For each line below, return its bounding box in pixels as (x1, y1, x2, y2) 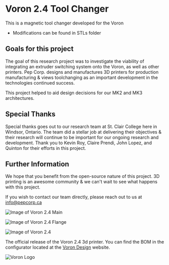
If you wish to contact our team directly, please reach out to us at (5, 194, 142, 200)
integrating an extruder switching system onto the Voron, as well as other (5, 63, 159, 69)
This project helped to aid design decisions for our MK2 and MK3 (5, 90, 143, 96)
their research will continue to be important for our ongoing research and (5, 134, 159, 140)
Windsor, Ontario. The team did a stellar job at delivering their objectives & (5, 128, 162, 135)
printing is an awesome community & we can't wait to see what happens (5, 179, 158, 185)
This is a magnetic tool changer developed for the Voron (5, 20, 124, 26)
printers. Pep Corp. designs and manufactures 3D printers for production (5, 69, 159, 75)
